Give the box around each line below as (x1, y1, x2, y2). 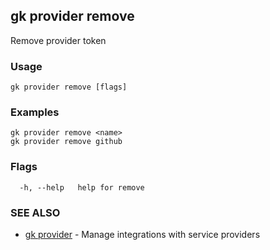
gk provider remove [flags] (10, 82, 128, 93)
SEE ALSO (10, 205, 61, 219)
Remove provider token (10, 34, 107, 46)
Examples (10, 105, 60, 119)
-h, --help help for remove (19, 182, 145, 193)
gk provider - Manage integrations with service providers (24, 229, 261, 240)
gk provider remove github (10, 137, 123, 147)
